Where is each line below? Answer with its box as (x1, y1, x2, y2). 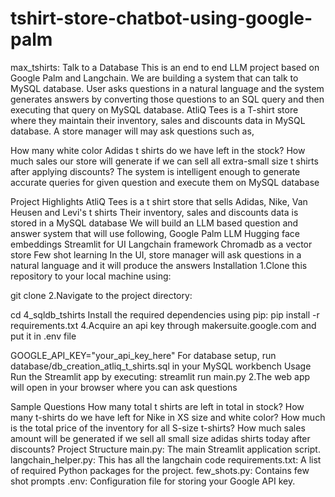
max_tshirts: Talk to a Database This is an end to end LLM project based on (10, 61, 320, 73)
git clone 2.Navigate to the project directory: (10, 289, 193, 301)
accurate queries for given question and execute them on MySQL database (10, 176, 320, 188)
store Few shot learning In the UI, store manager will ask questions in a (10, 248, 302, 261)
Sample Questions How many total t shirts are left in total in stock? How (10, 400, 305, 412)
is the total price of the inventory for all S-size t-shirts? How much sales (10, 422, 306, 434)
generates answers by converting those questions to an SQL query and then (10, 93, 325, 105)
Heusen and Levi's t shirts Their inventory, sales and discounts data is (10, 206, 299, 218)
